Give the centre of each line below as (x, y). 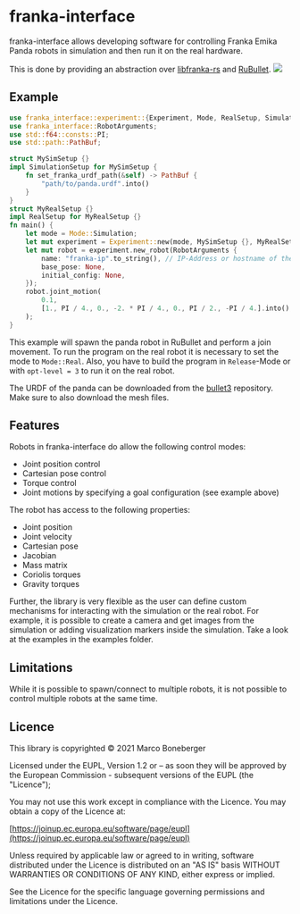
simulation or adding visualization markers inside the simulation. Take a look (149, 630)
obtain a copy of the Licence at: (68, 811)
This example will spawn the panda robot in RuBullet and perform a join (140, 342)
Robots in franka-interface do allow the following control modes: (128, 447)
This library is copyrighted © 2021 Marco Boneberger (108, 749)
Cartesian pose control (64, 474)
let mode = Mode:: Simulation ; (82, 234)
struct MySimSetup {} (50, 159)
